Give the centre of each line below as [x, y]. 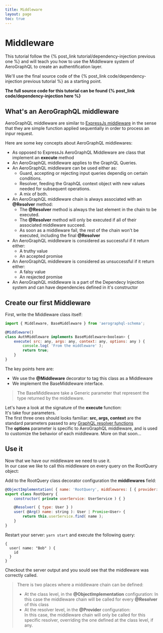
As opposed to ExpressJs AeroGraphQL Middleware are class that [79, 152]
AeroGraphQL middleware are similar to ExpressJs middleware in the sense [81, 123]
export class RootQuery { [31, 494]
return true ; [36, 350]
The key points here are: [30, 369]
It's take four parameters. [31, 413]
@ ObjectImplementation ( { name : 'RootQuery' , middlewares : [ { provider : [82, 489]
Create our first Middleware [48, 303]
